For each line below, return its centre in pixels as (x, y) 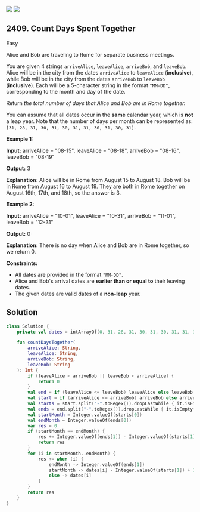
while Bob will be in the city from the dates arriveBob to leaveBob (86, 79)
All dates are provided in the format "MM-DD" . (69, 274)
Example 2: (20, 204)
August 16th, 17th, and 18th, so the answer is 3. (64, 192)
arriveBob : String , (52, 359)
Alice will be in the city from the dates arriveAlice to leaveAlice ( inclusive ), (100, 72)
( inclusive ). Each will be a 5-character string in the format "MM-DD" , (88, 85)
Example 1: (20, 139)
